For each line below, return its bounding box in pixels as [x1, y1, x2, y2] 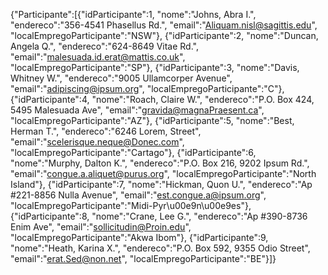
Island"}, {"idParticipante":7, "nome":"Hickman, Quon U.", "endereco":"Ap [10, 179, 313, 190]
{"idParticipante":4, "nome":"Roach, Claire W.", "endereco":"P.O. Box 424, [10, 94, 315, 105]
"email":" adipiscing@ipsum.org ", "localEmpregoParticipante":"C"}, [10, 83, 285, 94]
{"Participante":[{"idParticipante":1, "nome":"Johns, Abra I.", [10, 9, 257, 20]
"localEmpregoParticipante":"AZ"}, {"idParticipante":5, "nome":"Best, [10, 115, 295, 126]
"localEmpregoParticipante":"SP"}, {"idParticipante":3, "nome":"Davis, [10, 62, 300, 73]
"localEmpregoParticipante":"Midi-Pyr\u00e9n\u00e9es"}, [10, 200, 252, 211]
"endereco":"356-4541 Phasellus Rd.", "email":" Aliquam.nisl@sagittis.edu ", [10, 19, 318, 31]
